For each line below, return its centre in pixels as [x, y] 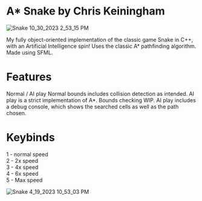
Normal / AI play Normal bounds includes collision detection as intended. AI [100, 94]
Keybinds [31, 138]
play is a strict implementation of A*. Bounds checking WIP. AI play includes [101, 100]
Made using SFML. [30, 52]
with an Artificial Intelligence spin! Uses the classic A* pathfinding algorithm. [101, 46]
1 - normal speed [27, 154]
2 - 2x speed [22, 160]
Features [29, 77]
